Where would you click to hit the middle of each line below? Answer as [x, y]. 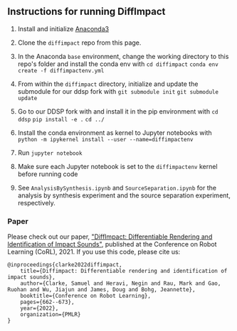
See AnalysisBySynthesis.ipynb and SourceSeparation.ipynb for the [117, 188]
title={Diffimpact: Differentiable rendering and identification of [124, 271]
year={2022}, [39, 308]
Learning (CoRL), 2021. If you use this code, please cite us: [94, 252]
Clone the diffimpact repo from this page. [79, 43]
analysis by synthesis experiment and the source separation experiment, [124, 195]
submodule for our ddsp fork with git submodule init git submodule [118, 91]
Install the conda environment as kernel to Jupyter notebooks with [115, 132]
